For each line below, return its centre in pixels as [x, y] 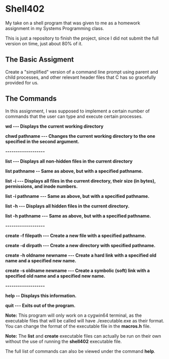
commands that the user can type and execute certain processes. [74, 116]
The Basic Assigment [40, 60]
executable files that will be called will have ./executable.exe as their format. [85, 320]
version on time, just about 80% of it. [44, 43]
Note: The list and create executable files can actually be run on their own [83, 336]
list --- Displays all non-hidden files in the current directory [69, 161]
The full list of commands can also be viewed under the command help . [80, 351]
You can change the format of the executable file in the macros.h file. [78, 326]
